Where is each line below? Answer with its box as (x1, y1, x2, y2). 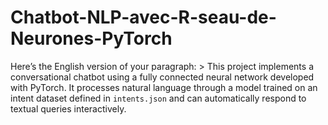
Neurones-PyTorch (10, 27, 173, 50)
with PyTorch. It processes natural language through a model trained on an (10, 81, 318, 93)
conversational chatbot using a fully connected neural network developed (10, 71, 315, 83)
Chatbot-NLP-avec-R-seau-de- (10, 6, 277, 29)
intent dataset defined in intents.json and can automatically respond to (10, 92, 307, 104)
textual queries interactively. (10, 102, 127, 115)
